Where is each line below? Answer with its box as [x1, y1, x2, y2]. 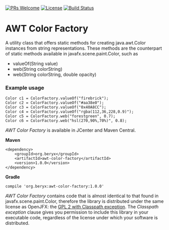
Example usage [5, 84, 45, 91]
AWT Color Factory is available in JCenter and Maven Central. [5, 127, 136, 133]
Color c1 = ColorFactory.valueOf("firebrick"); [5, 96, 109, 101]
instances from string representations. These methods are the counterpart [5, 45, 162, 51]
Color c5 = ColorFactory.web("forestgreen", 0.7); [5, 114, 116, 119]
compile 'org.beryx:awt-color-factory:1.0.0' [5, 184, 104, 189]
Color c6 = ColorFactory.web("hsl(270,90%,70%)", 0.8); [5, 118, 127, 123]
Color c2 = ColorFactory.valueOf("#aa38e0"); [5, 100, 104, 106]
